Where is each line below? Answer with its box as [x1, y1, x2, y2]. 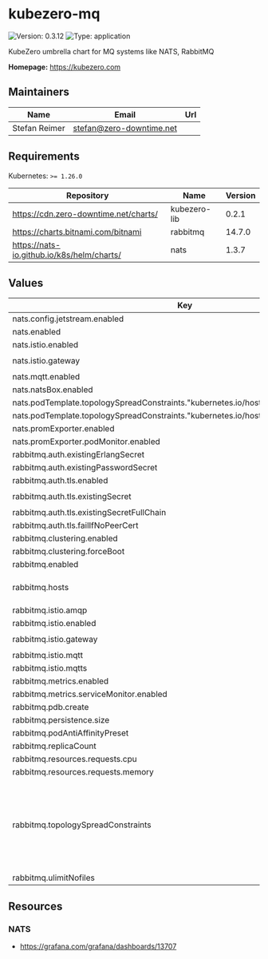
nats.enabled [12, 327, 61, 338]
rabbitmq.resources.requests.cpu [12, 754, 137, 765]
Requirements [8, 149, 80, 164]
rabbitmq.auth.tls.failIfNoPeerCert [12, 520, 139, 531]
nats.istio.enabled [12, 339, 79, 351]
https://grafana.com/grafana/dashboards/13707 [19, 941, 177, 951]
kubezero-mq [8, 5, 100, 23]
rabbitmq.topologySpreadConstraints [12, 819, 152, 830]
